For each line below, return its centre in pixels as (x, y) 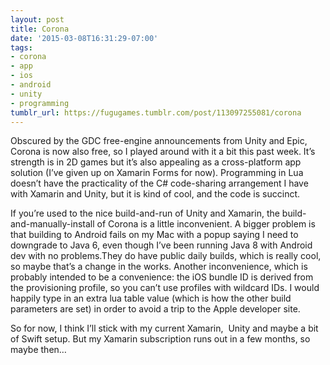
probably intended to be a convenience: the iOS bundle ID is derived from (162, 277)
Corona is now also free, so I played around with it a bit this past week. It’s (163, 152)
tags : (21, 47)
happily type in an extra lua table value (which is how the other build (151, 298)
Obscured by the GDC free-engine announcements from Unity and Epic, (159, 141)
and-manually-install (52, 224)
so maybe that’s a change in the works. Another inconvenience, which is (159, 267)
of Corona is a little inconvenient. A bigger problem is (206, 224)
